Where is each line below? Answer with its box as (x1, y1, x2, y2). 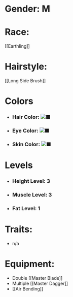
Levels (5, 159, 33, 171)
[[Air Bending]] (12, 285, 44, 292)
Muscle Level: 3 (12, 191, 52, 199)
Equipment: (5, 258, 55, 270)
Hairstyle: (5, 61, 48, 73)
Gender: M (5, 3, 50, 15)
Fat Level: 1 (12, 205, 41, 212)
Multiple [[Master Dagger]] (12, 280, 68, 286)
